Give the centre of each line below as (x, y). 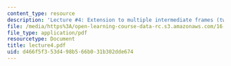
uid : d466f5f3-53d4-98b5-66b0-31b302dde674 (70, 52)
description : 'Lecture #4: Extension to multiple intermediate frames (110, 20)
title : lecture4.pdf (37, 45)
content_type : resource (41, 13)
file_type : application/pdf (47, 33)
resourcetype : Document (41, 39)
